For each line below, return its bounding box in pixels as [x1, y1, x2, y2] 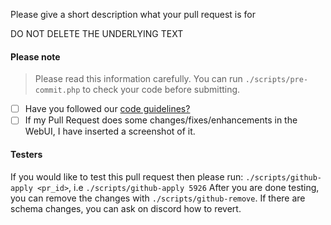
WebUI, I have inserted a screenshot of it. [24, 125, 196, 138]
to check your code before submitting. [82, 84, 241, 96]
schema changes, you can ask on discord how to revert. [10, 202, 242, 214]
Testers [10, 148, 43, 160]
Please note [10, 50, 61, 63]
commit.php [34, 85, 81, 96]
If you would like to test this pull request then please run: [10, 170, 244, 183]
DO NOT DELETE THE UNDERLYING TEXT [10, 28, 184, 39]
